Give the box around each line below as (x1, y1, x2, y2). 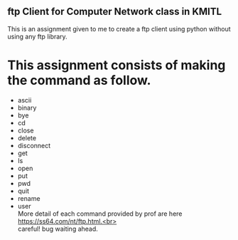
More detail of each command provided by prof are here (17, 209, 183, 218)
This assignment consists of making (7, 57, 226, 73)
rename (17, 194, 40, 202)
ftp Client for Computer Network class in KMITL (7, 6, 222, 18)
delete (17, 133, 37, 142)
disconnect (17, 141, 51, 150)
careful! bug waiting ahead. (17, 224, 98, 233)
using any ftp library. (7, 32, 67, 41)
